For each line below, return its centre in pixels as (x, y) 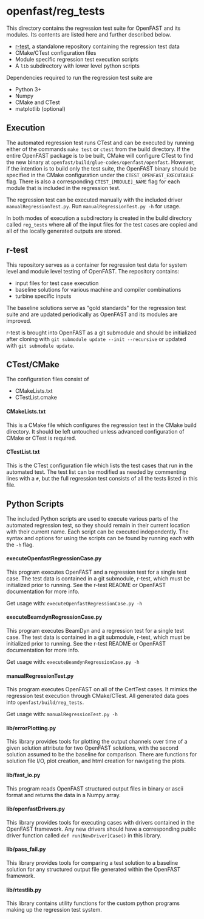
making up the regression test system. (54, 910)
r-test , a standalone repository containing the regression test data (97, 46)
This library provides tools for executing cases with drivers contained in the (100, 822)
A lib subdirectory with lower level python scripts (77, 66)
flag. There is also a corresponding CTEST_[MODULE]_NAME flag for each (93, 181)
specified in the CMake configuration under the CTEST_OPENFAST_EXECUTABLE (100, 175)
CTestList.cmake (36, 398)
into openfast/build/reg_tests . (45, 702)
